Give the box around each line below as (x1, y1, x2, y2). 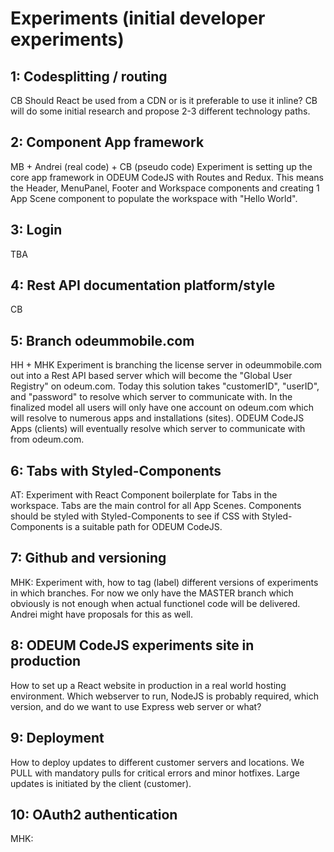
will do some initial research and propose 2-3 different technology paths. (10, 105, 311, 117)
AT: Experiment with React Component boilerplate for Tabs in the (10, 489, 278, 501)
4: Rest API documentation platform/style (10, 277, 276, 294)
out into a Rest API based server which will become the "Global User (10, 370, 293, 382)
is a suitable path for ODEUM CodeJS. (65, 521, 223, 533)
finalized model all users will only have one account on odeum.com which (10, 402, 314, 414)
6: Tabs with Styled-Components (10, 462, 222, 479)
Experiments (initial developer (10, 7, 266, 30)
